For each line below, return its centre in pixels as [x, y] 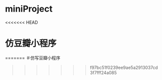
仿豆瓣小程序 [31, 43]
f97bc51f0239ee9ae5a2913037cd [124, 67]
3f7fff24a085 [103, 72]
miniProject [29, 9]
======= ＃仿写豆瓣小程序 [33, 58]
